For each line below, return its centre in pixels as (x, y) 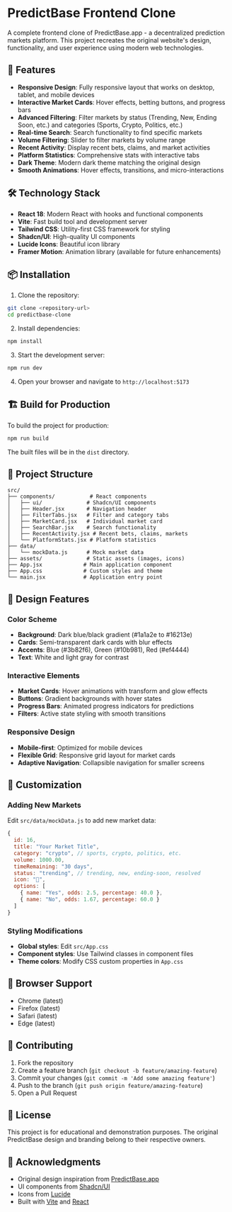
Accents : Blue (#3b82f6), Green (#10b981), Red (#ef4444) (103, 650)
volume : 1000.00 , (39, 860)
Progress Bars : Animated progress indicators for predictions (106, 706)
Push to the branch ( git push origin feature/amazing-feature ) (110, 1085)
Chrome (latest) (40, 1001)
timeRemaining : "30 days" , (53, 867)
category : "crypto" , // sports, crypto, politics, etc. (98, 853)
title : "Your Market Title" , (57, 847)
